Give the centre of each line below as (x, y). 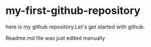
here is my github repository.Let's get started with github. (75, 27)
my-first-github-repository (73, 11)
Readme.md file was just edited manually (55, 38)
